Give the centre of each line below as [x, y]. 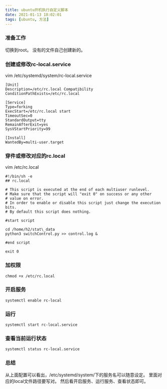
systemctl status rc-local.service [43, 349]
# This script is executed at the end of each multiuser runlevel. [77, 190]
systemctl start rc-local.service [41, 325]
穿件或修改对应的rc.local [35, 156]
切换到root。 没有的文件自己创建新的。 [45, 50]
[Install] [16, 138]
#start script [20, 221]
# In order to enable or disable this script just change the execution [83, 203]
